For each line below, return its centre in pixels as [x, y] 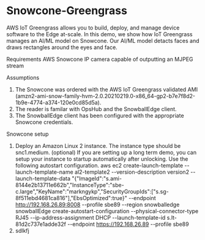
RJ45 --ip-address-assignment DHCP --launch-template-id [90, 217]
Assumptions [23, 77]
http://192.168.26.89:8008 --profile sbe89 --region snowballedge [97, 204]
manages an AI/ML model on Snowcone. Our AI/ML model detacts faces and [103, 41]
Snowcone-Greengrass [67, 11]
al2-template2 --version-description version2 [132, 172]
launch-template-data [43, 178]
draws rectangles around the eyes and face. [62, 47]
